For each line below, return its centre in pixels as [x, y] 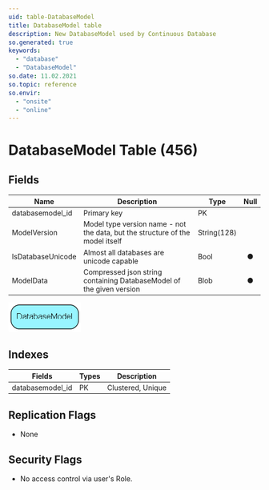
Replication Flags [52, 415]
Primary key [103, 213]
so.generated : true [41, 42]
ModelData [30, 280]
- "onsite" [34, 101]
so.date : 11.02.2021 [43, 76]
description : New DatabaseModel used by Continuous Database [112, 34]
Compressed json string [122, 271]
